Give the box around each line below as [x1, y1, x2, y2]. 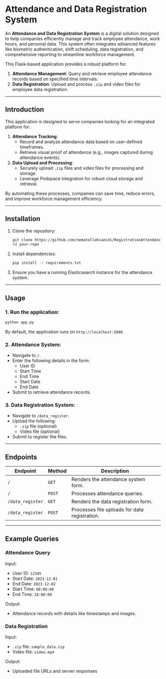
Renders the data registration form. [71, 498, 153, 505]
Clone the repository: [12, 228, 56, 234]
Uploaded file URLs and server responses [12, 668, 97, 674]
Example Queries [5, 534, 59, 543]
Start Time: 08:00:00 [12, 586, 54, 592]
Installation [5, 214, 41, 223]
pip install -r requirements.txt [12, 261, 82, 265]
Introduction [5, 105, 44, 114]
